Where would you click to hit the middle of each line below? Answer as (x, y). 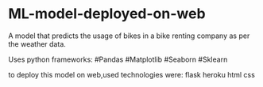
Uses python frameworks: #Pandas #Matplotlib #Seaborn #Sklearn (118, 59)
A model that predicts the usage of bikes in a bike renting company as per (129, 36)
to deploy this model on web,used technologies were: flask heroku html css (132, 74)
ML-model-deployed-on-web (107, 14)
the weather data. (37, 43)
